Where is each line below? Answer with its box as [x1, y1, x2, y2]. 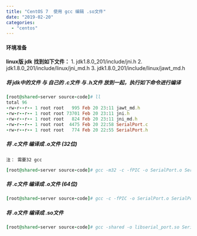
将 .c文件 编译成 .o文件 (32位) [6, 141, 77, 148]
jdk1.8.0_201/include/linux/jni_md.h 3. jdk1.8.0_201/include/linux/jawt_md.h [6, 65, 186, 72]
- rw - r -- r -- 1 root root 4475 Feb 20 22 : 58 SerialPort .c [6, 121, 148, 127]
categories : [6, 19, 35, 25]
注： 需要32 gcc [6, 157, 42, 162]
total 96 [6, 99, 28, 106]
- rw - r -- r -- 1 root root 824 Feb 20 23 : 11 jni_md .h [6, 116, 138, 122]
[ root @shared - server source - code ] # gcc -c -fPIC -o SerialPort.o [6, 195, 169, 202]
